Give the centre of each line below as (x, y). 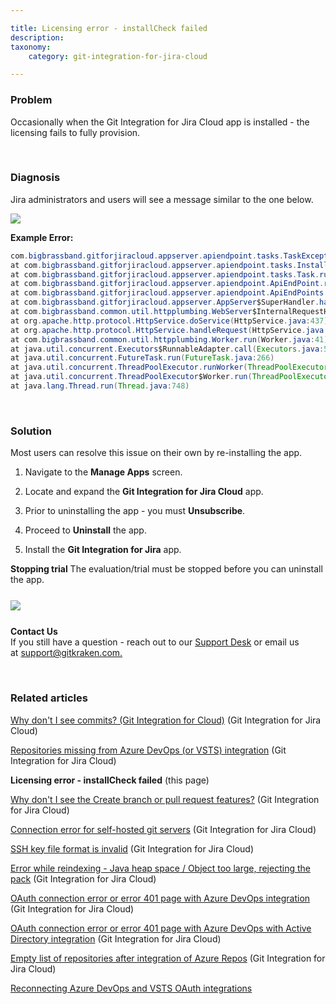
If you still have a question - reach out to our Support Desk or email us (155, 642)
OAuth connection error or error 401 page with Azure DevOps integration (160, 898)
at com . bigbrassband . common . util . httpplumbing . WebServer (131, 312)
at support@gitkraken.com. (66, 653)
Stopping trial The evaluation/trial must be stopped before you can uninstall (166, 569)
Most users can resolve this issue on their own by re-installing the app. (156, 453)
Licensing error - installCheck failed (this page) (110, 780)
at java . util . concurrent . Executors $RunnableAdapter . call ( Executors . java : (167, 349)
